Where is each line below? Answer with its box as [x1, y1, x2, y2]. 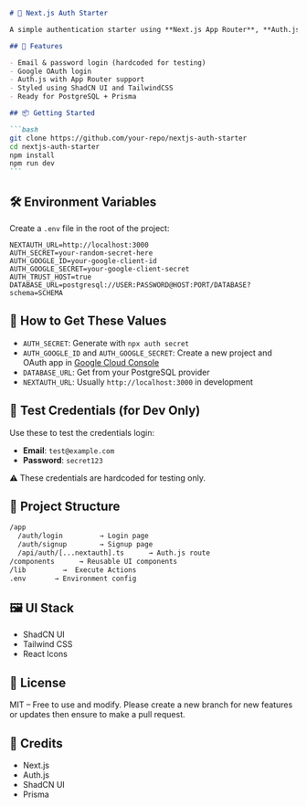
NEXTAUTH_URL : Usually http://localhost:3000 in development [22, 376, 254, 388]
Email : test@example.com [22, 444, 115, 456]
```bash [9, 124, 39, 134]
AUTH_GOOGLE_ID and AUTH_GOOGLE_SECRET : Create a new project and [22, 347, 272, 358]
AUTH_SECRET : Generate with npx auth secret [22, 337, 190, 348]
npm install [9, 151, 55, 160]
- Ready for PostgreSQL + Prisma [9, 92, 137, 101]
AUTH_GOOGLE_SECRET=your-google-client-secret [9, 264, 190, 273]
